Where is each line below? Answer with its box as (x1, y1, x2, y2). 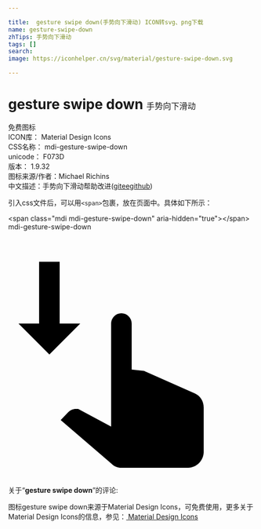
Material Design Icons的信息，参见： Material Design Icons (8, 512, 198, 521)
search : (8, 48, 34, 56)
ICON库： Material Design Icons (8, 132, 111, 141)
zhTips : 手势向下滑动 (8, 33, 72, 41)
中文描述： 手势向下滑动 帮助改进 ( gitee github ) (8, 181, 153, 191)
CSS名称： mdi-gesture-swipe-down (8, 142, 128, 151)
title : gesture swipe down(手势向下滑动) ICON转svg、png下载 (8, 18, 204, 26)
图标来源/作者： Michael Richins (8, 171, 110, 181)
